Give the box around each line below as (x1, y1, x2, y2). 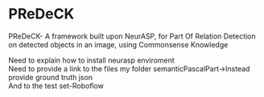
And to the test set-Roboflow (8, 81, 105, 91)
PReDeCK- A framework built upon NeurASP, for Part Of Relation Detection (8, 31, 256, 41)
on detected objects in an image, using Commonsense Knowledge (8, 39, 229, 49)
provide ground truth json (8, 72, 93, 82)
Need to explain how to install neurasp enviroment (8, 55, 175, 65)
